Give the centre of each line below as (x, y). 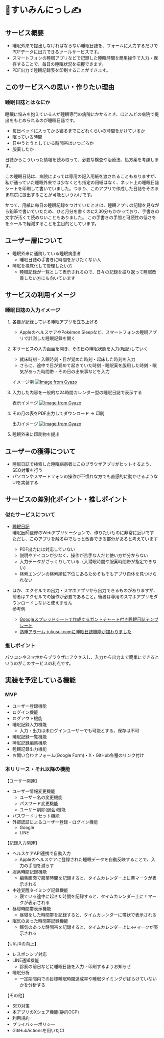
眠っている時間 (27, 137)
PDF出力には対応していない (47, 549)
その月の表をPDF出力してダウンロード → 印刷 (58, 413)
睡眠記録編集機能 (29, 743)
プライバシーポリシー (34, 1024)
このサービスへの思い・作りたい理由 (60, 87)
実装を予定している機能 (40, 680)
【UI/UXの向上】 (22, 944)
